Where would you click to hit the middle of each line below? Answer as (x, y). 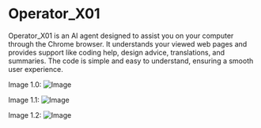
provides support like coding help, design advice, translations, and (117, 52)
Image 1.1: (24, 100)
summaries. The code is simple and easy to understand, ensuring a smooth (131, 61)
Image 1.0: (25, 85)
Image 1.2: (25, 115)
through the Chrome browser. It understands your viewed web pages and (128, 43)
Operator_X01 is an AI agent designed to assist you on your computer (121, 36)
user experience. (36, 69)
